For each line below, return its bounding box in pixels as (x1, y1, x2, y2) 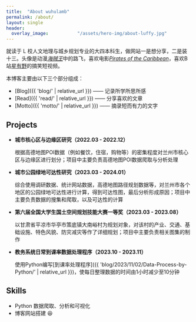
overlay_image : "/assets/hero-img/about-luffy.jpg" (11, 31, 167, 37)
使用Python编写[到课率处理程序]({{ (14, 261, 99, 268)
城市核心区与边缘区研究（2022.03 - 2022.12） (14, 136, 128, 143)
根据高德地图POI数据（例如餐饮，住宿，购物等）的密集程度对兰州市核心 (14, 148, 189, 155)
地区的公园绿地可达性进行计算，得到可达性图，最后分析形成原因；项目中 (14, 188, 190, 196)
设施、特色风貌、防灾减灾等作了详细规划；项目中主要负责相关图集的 (19, 228, 185, 235)
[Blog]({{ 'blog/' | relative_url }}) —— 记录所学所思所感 (14, 87, 147, 95)
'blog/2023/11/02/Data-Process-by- (99, 261, 187, 268)
